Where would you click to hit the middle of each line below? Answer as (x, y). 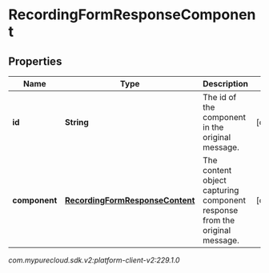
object (215, 180)
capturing (221, 190)
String (77, 122)
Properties (35, 61)
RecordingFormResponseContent (130, 200)
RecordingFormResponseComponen (132, 15)
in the (213, 127)
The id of (220, 97)
